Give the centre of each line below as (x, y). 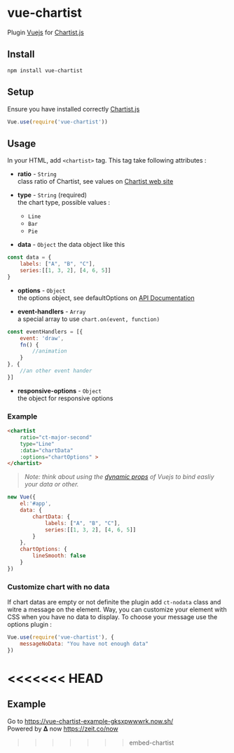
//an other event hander (56, 371)
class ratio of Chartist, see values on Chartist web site (95, 182)
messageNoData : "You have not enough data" (84, 644)
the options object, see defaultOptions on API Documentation (106, 298)
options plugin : (30, 625)
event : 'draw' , (42, 338)
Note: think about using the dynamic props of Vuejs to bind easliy (119, 477)
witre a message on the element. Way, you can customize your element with (117, 610)
